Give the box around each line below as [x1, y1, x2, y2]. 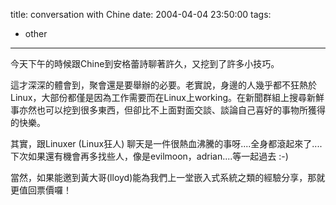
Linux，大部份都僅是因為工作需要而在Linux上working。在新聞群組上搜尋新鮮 [10, 92, 325, 103]
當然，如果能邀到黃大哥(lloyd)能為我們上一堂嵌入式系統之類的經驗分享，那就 [10, 172, 326, 183]
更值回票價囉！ [10, 184, 72, 196]
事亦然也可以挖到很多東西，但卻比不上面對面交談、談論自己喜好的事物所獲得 [10, 104, 326, 116]
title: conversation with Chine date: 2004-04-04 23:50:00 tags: [10, 9, 272, 20]
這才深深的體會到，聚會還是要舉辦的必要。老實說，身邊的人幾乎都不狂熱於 [10, 79, 317, 91]
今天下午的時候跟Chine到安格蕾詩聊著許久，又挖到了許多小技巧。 [10, 58, 280, 69]
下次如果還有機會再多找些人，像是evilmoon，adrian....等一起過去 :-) [10, 150, 289, 162]
